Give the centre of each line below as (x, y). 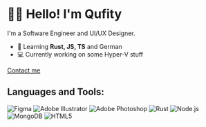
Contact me (24, 70)
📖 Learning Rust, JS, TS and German (69, 46)
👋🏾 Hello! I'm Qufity (65, 14)
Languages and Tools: (56, 92)
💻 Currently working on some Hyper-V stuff (80, 54)
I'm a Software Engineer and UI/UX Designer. (72, 33)
